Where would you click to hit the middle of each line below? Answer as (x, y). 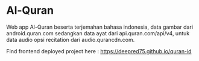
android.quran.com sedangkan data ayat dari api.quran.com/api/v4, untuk (98, 33)
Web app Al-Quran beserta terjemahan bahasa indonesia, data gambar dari (100, 27)
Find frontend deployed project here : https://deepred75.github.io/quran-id (99, 51)
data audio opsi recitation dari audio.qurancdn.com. (71, 39)
